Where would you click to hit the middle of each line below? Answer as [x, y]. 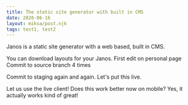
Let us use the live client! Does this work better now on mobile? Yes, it [95, 89]
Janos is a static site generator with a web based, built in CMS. [86, 47]
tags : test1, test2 [31, 29]
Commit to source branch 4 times [48, 65]
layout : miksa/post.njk [37, 23]
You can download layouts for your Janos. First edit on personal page [94, 58]
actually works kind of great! [42, 95]
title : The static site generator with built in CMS [75, 12]
